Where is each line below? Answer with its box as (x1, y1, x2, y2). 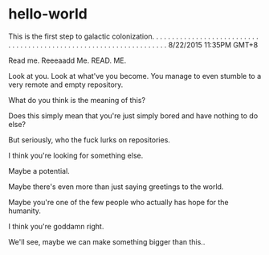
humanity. (8, 206, 42, 216)
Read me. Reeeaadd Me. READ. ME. (8, 56, 127, 65)
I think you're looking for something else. (8, 150, 144, 160)
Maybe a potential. (8, 166, 70, 175)
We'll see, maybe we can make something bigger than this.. (8, 236, 206, 246)
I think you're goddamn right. (8, 221, 104, 231)
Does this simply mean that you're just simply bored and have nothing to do (8, 110, 259, 121)
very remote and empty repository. (8, 80, 124, 89)
